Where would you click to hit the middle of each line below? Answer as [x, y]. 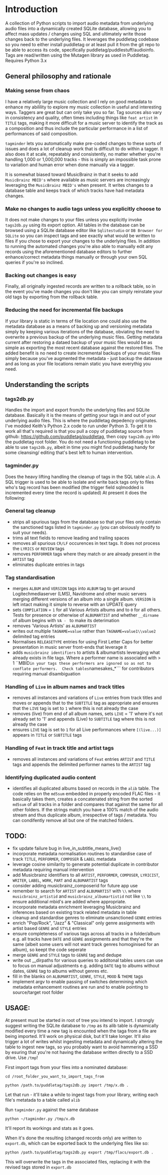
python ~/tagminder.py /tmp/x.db [40, 1119]
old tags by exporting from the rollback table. [52, 297]
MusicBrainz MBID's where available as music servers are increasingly [77, 180]
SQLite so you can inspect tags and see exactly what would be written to [80, 236]
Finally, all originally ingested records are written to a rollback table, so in [80, 286]
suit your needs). [30, 532]
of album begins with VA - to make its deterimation [66, 621]
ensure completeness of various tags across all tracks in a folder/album [86, 933]
